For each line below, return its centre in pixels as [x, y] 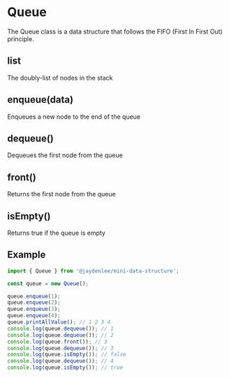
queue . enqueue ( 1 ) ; [34, 296]
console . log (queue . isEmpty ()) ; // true [65, 368]
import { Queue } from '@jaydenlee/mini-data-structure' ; [93, 271]
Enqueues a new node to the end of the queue [74, 117]
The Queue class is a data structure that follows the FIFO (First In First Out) [115, 31]
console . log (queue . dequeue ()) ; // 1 [60, 328]
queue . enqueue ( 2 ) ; [34, 303]
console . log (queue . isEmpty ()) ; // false [67, 355]
